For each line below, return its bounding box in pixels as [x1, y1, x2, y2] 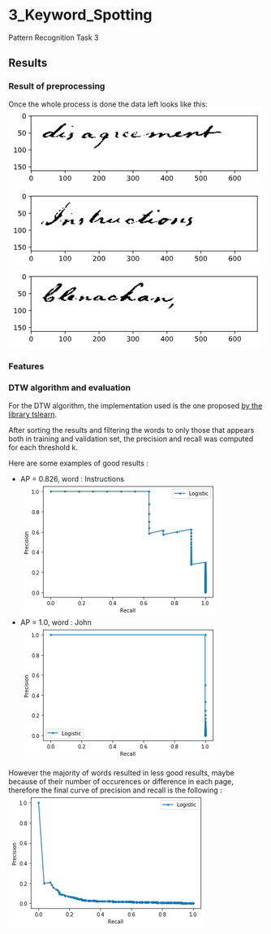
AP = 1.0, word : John [19, 617, 92, 627]
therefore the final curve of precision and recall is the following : [8, 785, 223, 795]
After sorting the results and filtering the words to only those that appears [8, 425, 255, 434]
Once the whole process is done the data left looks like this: [8, 99, 209, 109]
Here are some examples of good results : [8, 458, 148, 468]
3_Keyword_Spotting [8, 6, 153, 24]
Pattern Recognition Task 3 [8, 33, 99, 42]
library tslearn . [8, 409, 57, 419]
